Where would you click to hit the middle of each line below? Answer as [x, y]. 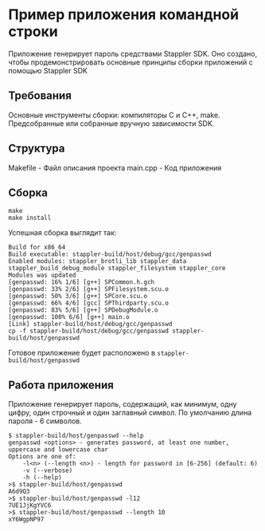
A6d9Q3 [19, 492]
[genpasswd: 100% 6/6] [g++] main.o [69, 317]
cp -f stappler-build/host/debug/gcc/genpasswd [89, 331]
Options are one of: [43, 457]
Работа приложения [61, 385]
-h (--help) [42, 478]
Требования [40, 96]
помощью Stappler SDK [48, 70]
